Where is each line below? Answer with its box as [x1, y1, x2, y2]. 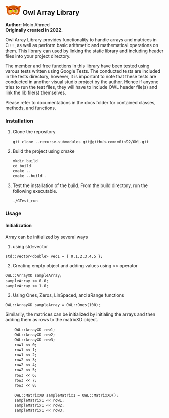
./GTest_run [12, 198, 38, 204]
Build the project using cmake [12, 148, 75, 154]
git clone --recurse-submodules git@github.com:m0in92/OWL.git [12, 140, 149, 145]
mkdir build [12, 159, 38, 164]
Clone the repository [12, 129, 56, 135]
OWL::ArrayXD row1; [14, 327, 56, 333]
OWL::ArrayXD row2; [14, 332, 56, 338]
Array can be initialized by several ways [5, 234, 88, 240]
